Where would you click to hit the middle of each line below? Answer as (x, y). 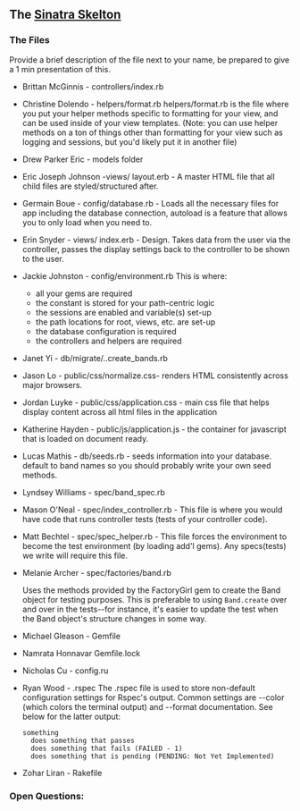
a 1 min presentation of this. (60, 69)
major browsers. (52, 384)
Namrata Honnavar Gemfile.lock (81, 653)
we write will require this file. (75, 555)
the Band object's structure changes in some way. (114, 618)
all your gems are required (84, 293)
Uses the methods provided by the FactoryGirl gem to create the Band (151, 590)
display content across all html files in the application (120, 411)
